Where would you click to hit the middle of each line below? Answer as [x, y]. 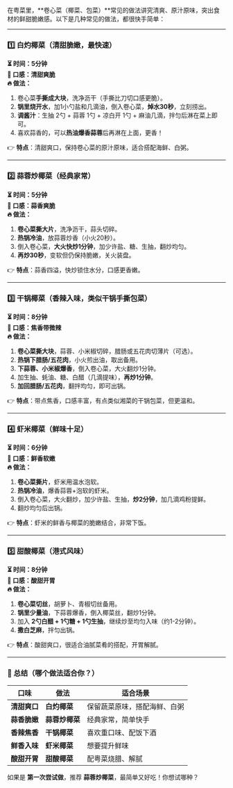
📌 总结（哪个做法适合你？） [53, 673]
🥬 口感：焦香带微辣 [34, 327]
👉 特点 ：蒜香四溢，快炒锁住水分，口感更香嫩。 [76, 270]
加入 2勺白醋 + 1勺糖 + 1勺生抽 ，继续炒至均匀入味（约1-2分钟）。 [109, 621]
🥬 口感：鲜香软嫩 [31, 459]
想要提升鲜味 [108, 746]
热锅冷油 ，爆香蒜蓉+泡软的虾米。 [65, 491]
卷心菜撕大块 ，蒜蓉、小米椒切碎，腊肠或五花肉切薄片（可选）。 [107, 351]
